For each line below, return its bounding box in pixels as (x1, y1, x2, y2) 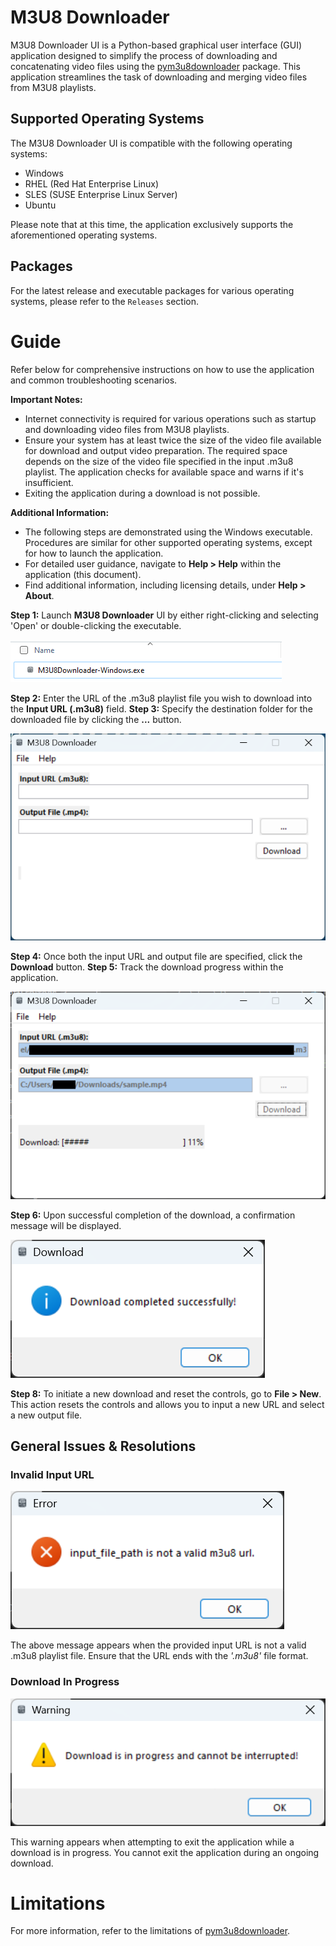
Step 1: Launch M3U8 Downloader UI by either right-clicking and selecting (10, 609, 319, 621)
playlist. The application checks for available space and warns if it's (24, 466, 304, 478)
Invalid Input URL (10, 1467, 95, 1481)
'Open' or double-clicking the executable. (10, 619, 182, 631)
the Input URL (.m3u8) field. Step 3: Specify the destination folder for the (10, 702, 313, 715)
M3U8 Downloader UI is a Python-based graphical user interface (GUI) (10, 39, 303, 51)
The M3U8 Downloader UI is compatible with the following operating (10, 137, 293, 149)
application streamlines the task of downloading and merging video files (10, 71, 308, 83)
